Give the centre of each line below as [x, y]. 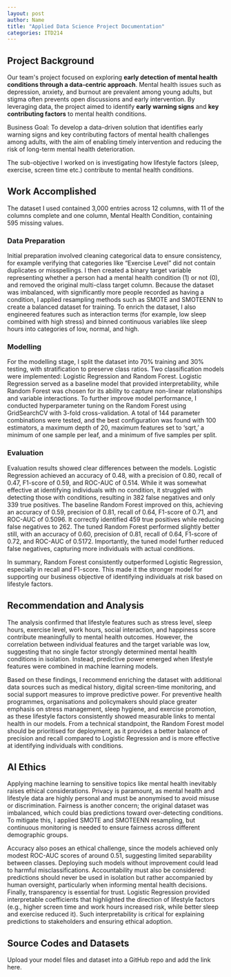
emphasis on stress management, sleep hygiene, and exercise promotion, [112, 709]
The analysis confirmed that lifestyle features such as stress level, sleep [110, 622]
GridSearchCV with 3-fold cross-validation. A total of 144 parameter [104, 413]
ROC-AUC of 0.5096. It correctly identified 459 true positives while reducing [115, 519]
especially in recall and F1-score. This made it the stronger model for [105, 569]
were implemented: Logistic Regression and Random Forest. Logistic [104, 376]
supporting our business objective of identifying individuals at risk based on [115, 576]
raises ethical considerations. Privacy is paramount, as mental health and [111, 791]
